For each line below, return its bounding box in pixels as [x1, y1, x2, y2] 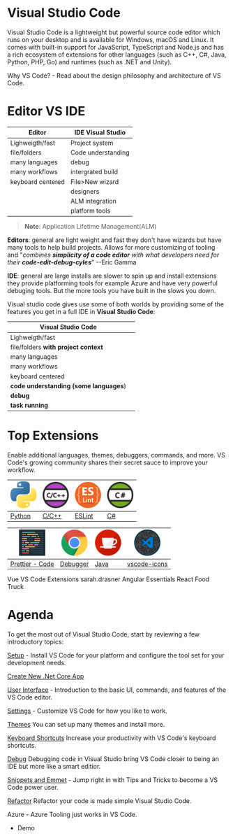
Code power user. [7, 783, 59, 791]
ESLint [75, 512, 93, 520]
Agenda [7, 607, 54, 623]
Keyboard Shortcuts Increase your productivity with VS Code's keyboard [7, 733, 216, 742]
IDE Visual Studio [74, 128, 126, 137]
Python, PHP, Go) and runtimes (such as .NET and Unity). [7, 57, 172, 66]
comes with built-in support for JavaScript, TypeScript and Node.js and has [7, 43, 225, 51]
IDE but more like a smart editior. [7, 762, 101, 770]
